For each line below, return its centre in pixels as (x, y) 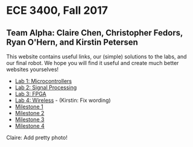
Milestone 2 (30, 113)
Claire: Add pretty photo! (37, 137)
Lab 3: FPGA (30, 94)
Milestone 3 (30, 119)
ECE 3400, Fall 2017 (57, 11)
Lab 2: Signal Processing (46, 87)
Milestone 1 (29, 107)
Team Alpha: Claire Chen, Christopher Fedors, (94, 33)
